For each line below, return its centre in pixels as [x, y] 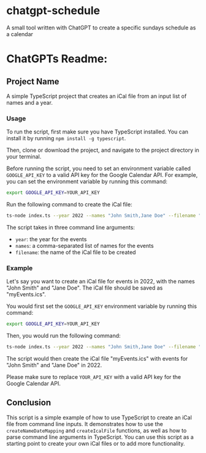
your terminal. [24, 157]
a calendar [20, 34]
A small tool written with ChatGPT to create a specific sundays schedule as [101, 28]
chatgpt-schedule [53, 11]
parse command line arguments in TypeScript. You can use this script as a [100, 437]
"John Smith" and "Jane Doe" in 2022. [54, 365]
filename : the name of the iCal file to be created [75, 252]
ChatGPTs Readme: [57, 59]
